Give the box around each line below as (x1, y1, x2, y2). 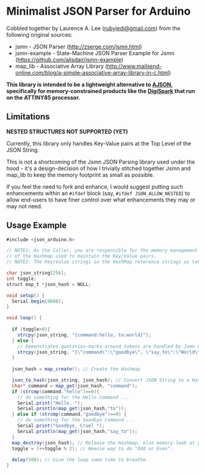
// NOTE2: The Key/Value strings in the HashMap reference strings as (6, 259, 190, 265)
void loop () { (6, 315, 43, 321)
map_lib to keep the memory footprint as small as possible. (6, 171, 154, 178)
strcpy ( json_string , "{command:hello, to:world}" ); (17, 332, 151, 338)
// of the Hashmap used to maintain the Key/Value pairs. (6, 253, 157, 260)
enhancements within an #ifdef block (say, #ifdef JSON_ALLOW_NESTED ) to (6, 189, 190, 197)
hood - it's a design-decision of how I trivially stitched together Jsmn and (6, 164, 191, 172)
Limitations (6, 111, 50, 122)
